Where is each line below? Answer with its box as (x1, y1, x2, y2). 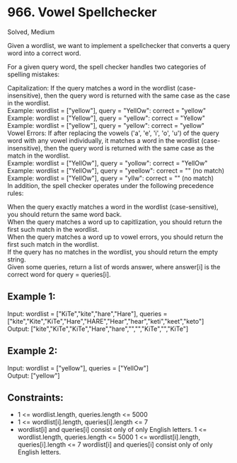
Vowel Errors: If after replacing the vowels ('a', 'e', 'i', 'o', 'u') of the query (7, 129, 219, 137)
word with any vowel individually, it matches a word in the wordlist (7, 136, 200, 145)
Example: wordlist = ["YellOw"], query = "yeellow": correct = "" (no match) (7, 166, 225, 175)
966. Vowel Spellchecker (7, 4, 157, 20)
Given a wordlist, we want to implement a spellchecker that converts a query (7, 41, 231, 49)
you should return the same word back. (7, 210, 122, 218)
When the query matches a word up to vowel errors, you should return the (7, 233, 224, 241)
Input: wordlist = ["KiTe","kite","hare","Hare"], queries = (7, 309, 168, 318)
